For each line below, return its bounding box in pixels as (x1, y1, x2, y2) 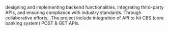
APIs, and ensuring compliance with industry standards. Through (5, 9, 142, 15)
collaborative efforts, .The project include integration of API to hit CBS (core (5, 15, 164, 20)
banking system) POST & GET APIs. (5, 20, 80, 26)
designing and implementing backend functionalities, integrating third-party (5, 4, 164, 10)
